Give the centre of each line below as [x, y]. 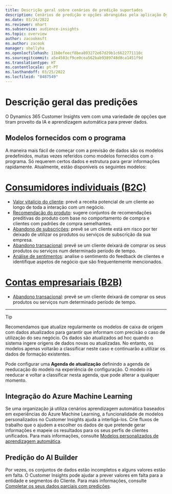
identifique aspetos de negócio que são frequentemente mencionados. [88, 262]
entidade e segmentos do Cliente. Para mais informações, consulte [76, 481]
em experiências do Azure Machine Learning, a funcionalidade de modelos [84, 414]
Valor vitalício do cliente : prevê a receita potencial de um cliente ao [83, 202]
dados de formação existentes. [38, 354]
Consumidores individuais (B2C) [76, 187]
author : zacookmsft [26, 39]
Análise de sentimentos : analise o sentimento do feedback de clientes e [88, 256]
